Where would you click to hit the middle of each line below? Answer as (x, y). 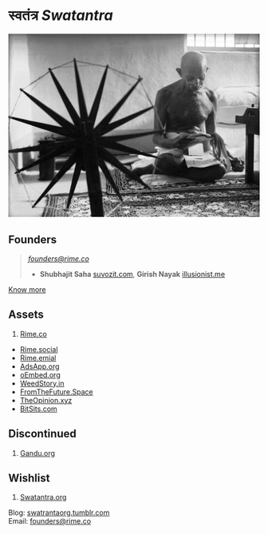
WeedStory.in (42, 383)
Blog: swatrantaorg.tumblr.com (59, 512)
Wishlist (29, 478)
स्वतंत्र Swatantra (61, 16)
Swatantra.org (43, 497)
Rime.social (39, 349)
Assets (26, 315)
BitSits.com (38, 409)
